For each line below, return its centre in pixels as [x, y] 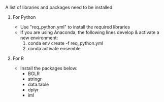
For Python [24, 17]
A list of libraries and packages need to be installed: [60, 7]
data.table [38, 84]
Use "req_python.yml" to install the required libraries [75, 27]
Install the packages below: [49, 68]
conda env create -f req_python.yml [65, 43]
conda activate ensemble [54, 48]
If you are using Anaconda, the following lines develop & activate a [90, 32]
